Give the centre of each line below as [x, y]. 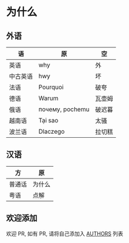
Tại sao [49, 120]
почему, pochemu [64, 109]
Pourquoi [51, 87]
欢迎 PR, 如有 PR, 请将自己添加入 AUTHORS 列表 [65, 234]
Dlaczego [52, 132]
